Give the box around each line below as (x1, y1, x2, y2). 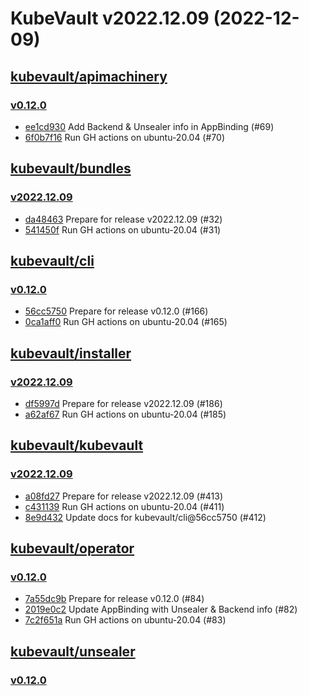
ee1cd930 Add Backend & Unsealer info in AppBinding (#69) (24, 120, 275, 132)
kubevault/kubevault (10, 437, 144, 454)
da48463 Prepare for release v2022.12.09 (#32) (24, 213, 223, 225)
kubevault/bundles (10, 160, 132, 177)
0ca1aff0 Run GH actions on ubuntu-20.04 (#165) (24, 316, 228, 328)
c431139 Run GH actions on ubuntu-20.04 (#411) (24, 500, 225, 512)
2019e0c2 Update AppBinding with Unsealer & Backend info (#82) (24, 603, 298, 616)
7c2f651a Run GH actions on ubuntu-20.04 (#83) (24, 614, 227, 626)
